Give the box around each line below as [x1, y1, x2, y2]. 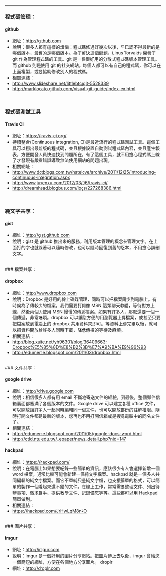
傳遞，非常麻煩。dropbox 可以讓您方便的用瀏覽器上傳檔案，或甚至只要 [16, 314, 161, 320]
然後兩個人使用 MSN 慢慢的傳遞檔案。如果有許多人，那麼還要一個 [21, 308, 155, 314]
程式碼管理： [5, 13, 36, 20]
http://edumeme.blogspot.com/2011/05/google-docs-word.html [12, 430, 142, 436]
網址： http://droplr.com [12, 565, 60, 571]
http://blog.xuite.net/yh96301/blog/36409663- [12, 339, 108, 345]
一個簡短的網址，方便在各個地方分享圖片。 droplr [12, 559, 113, 565]
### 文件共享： [5, 365, 37, 370]
